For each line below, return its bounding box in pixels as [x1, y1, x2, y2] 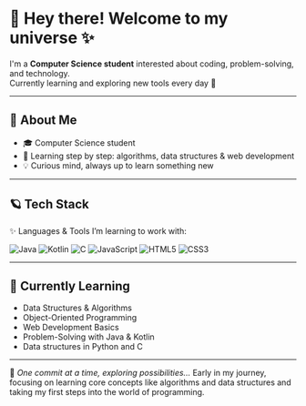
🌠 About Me [9, 113, 77, 128]
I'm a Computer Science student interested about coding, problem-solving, [9, 58, 294, 69]
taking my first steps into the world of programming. [9, 387, 205, 398]
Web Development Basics [22, 322, 120, 333]
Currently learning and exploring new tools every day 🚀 [9, 77, 217, 88]
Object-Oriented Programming [22, 312, 138, 323]
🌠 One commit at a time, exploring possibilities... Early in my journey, [9, 368, 267, 379]
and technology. [9, 67, 70, 78]
